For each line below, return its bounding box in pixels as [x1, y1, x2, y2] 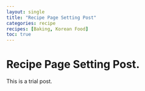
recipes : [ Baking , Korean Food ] [6, 25, 88, 32]
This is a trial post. [6, 78, 53, 85]
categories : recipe [6, 20, 56, 26]
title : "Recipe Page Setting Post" [6, 15, 97, 21]
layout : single [6, 8, 45, 15]
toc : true [6, 32, 32, 38]
